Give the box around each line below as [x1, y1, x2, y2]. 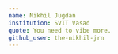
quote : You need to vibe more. [8, 26, 112, 34]
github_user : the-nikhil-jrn [8, 33, 105, 42]
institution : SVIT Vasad [8, 19, 90, 27]
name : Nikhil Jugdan [8, 11, 77, 20]
